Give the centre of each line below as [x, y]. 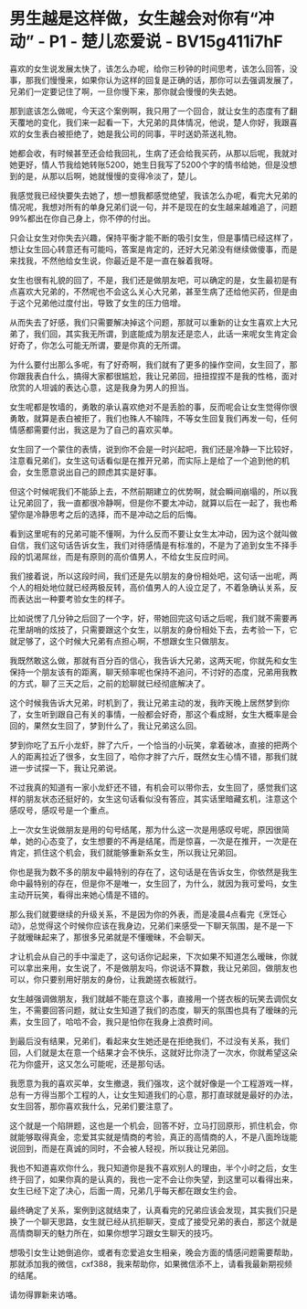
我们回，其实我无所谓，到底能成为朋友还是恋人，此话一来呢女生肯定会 [165, 334]
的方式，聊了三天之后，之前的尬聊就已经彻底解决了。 [110, 683]
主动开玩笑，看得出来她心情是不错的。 [81, 894]
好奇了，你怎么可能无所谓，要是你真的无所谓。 [97, 345]
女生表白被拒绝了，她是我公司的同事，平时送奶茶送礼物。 [133, 133]
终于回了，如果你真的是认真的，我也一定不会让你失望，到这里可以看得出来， [153, 1179]
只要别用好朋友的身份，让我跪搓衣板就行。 [121, 979]
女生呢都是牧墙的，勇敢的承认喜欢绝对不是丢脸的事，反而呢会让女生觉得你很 [153, 407]
